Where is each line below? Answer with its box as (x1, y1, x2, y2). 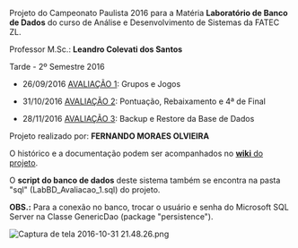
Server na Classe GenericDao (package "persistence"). (9, 211, 214, 222)
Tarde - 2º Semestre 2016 (9, 62, 105, 72)
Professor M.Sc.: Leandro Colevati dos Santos (9, 44, 183, 55)
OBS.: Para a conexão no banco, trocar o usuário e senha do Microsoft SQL (9, 201, 289, 212)
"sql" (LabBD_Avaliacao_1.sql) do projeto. (9, 184, 161, 195)
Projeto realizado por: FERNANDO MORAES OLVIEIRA (9, 131, 209, 141)
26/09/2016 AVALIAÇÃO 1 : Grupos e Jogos (22, 79, 181, 89)
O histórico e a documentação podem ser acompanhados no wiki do (9, 148, 263, 158)
